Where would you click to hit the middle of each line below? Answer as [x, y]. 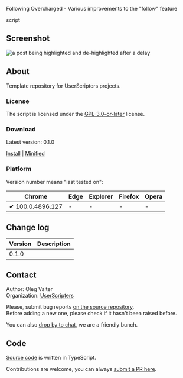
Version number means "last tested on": [55, 182]
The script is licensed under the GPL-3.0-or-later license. [76, 114]
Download [21, 129]
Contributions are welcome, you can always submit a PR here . [81, 369]
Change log [28, 227]
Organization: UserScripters [40, 296]
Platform [19, 169]
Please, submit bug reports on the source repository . [70, 307]
